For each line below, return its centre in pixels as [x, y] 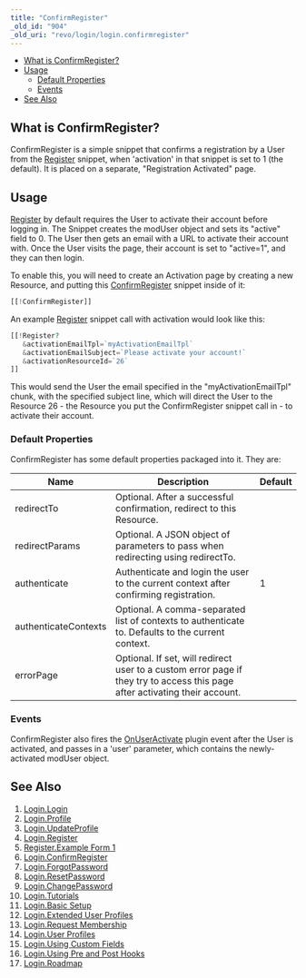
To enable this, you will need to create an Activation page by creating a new [152, 275]
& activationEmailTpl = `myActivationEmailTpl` [108, 344]
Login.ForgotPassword [65, 866]
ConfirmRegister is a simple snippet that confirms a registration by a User [148, 150]
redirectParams [48, 546]
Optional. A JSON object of [173, 534]
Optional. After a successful [175, 497]
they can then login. [48, 258]
